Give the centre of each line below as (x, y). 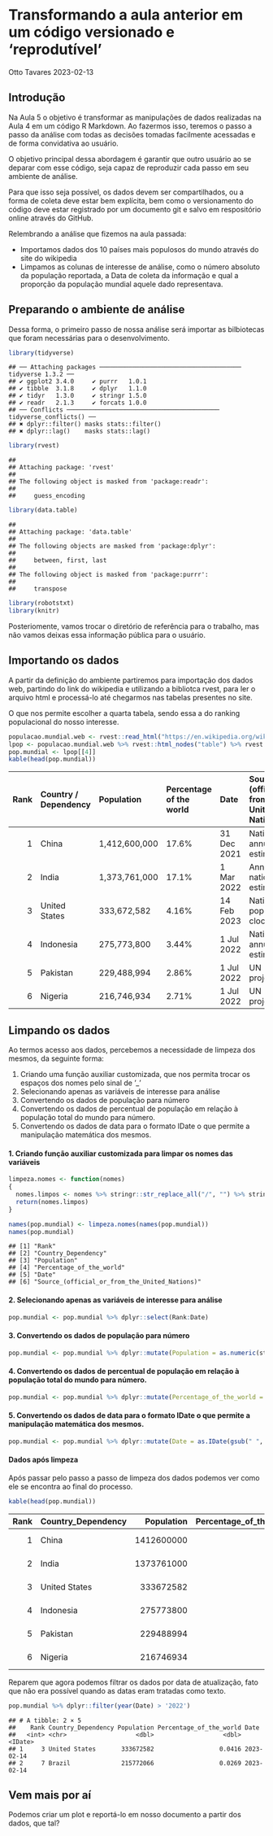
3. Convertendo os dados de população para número (99, 1336)
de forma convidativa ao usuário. (64, 143)
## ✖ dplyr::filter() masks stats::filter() (85, 425)
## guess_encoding (47, 496)
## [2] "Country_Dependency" (58, 1254)
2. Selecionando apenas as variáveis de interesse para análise (115, 1300)
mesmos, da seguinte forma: (56, 1058)
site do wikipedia (48, 258)
